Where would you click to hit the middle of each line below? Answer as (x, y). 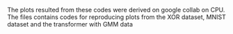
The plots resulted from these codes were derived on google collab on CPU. (116, 10)
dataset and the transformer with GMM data (70, 24)
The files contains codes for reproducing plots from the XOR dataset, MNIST (116, 17)
